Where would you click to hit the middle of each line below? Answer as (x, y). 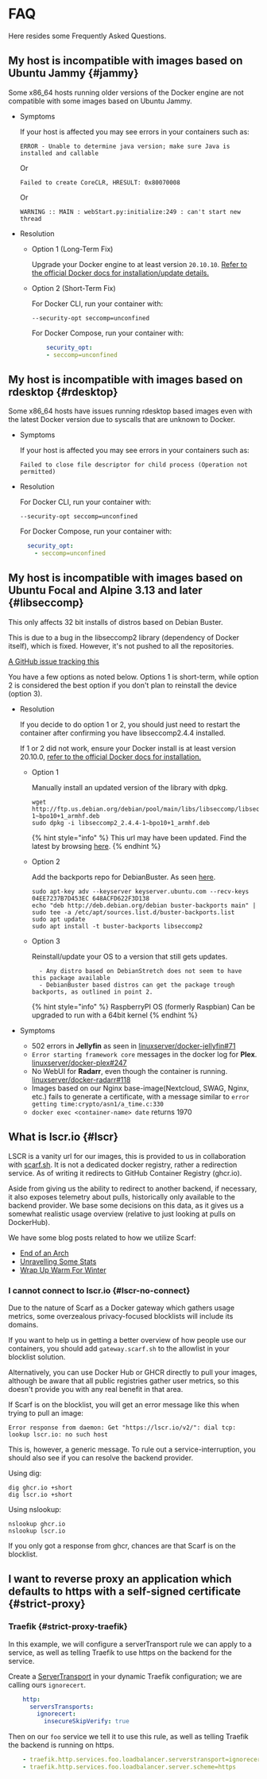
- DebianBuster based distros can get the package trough (137, 985)
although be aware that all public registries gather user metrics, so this (124, 1381)
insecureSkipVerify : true (86, 1722)
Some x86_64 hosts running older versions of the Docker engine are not (126, 92)
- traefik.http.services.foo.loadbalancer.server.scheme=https (130, 1767)
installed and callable (59, 153)
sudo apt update (58, 919)
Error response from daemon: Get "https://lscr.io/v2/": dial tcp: (122, 1428)
